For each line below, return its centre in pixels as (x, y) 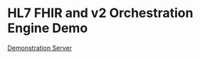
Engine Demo (48, 28)
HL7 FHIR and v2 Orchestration (100, 13)
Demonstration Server (40, 48)
